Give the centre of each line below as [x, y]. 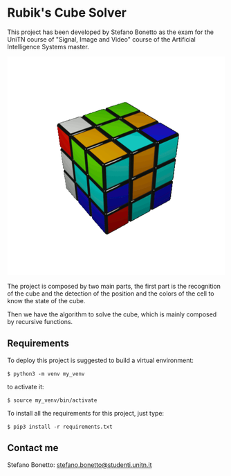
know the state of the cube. [46, 300]
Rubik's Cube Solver [67, 13]
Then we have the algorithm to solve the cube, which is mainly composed [112, 314]
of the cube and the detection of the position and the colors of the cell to [111, 294]
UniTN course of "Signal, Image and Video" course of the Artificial [101, 39]
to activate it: [26, 386]
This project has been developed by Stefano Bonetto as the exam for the [111, 32]
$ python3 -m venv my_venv [46, 374]
